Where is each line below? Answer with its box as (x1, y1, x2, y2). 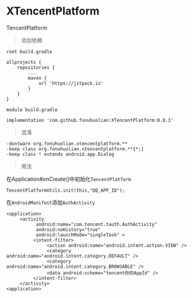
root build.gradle (6, 48, 52, 55)
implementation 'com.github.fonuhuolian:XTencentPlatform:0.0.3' (6, 117, 173, 123)
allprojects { (6, 59, 42, 65)
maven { (28, 75, 47, 81)
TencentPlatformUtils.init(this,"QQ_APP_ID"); (6, 187, 125, 194)
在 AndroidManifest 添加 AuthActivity (6, 198, 95, 206)
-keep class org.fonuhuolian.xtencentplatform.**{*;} (6, 146, 144, 152)
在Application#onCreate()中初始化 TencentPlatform (6, 175, 131, 182)
